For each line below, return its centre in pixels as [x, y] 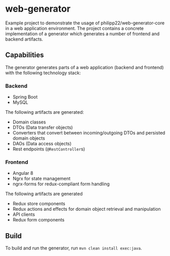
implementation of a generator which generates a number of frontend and [82, 34]
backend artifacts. [24, 39]
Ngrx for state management [42, 179]
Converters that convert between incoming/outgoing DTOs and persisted [89, 133]
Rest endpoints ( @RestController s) [49, 149]
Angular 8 [23, 173]
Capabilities [25, 55]
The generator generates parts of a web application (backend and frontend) [84, 67]
